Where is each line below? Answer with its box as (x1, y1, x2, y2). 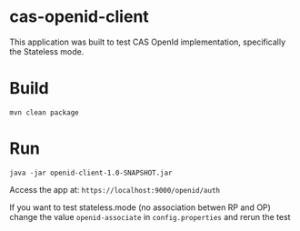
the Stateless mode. (9, 45, 85, 56)
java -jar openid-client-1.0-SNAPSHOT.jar (9, 168, 173, 177)
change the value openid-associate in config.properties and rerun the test (9, 211, 291, 222)
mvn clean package (9, 107, 79, 117)
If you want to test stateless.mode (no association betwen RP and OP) (9, 202, 271, 213)
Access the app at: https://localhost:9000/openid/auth (9, 184, 221, 195)
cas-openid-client (9, 6, 150, 27)
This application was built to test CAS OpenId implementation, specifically (9, 36, 286, 47)
